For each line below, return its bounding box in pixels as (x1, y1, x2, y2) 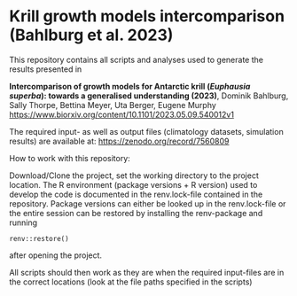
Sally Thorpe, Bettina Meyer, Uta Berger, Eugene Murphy (9, 99, 217, 110)
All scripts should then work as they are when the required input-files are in (9, 267, 285, 277)
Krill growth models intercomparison (9, 6, 285, 27)
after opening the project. (9, 250, 103, 261)
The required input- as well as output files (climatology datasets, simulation (9, 126, 284, 136)
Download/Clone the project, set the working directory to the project (9, 170, 259, 181)
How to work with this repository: (9, 152, 130, 163)
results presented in (9, 64, 82, 74)
